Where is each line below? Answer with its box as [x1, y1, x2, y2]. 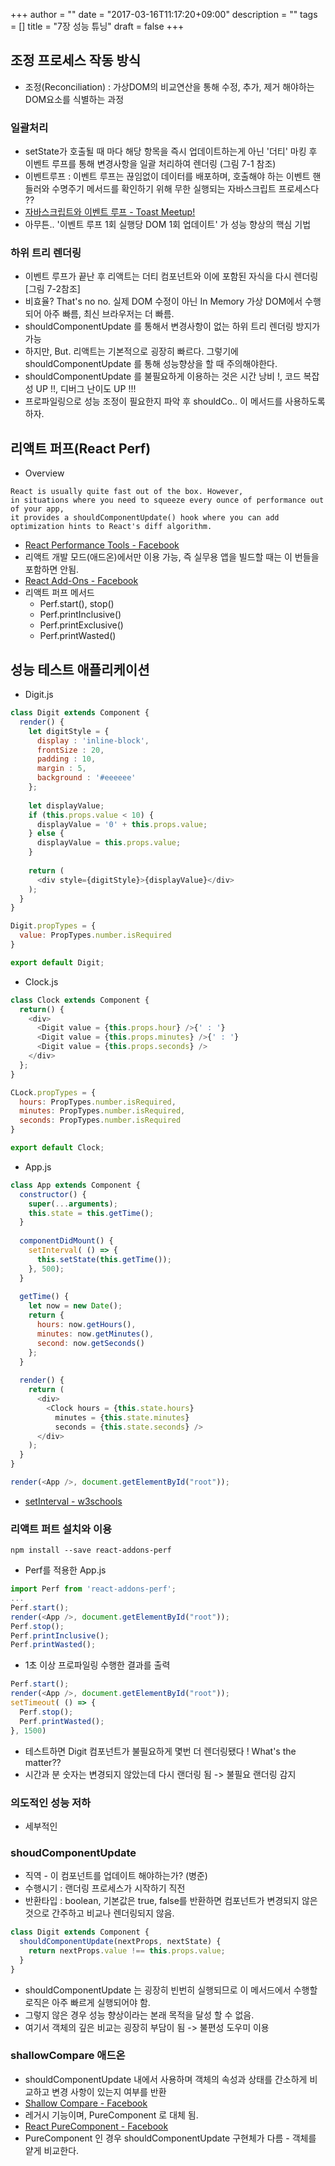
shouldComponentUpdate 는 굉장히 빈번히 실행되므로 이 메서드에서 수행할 [24, 1984, 318, 1996]
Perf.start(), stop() [39, 598, 115, 610]
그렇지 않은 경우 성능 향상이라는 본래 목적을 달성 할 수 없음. [24, 2009, 255, 2021]
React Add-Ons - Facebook [24, 575, 139, 587]
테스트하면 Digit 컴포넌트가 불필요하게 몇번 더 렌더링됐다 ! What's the [24, 1745, 297, 1757]
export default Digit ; [10, 957, 105, 968]
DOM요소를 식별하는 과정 [24, 93, 125, 105]
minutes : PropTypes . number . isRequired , [19, 1106, 186, 1116]
